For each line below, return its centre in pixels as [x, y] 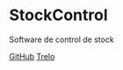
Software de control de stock [61, 39]
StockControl [58, 15]
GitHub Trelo [32, 56]
